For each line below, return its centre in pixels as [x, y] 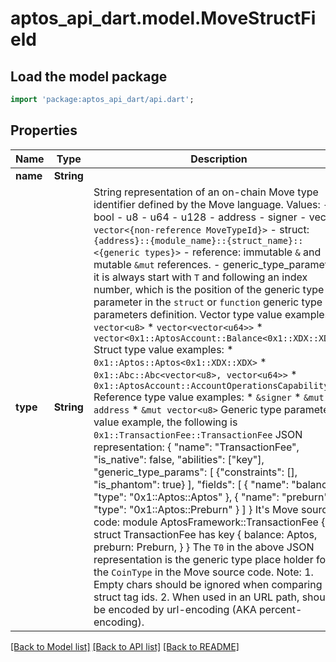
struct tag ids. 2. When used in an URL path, [196, 597]
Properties [44, 130]
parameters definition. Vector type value [188, 314]
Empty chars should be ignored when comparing [208, 584]
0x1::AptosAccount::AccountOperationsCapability [211, 385]
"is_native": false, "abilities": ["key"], [179, 459]
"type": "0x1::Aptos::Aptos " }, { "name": [186, 497]
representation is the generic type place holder [203, 559]
